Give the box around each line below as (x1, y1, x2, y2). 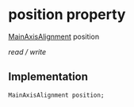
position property (8, 6, 126, 24)
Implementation (8, 70, 89, 84)
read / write (8, 47, 46, 56)
